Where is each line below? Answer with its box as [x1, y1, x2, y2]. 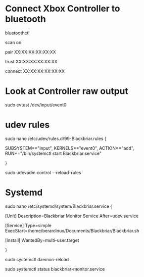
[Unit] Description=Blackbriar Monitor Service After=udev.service [5, 213, 139, 219]
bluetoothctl [5, 30, 30, 36]
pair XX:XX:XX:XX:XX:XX [5, 49, 56, 55]
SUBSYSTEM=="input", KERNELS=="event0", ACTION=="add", [5, 145, 135, 151]
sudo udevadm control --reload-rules [5, 169, 82, 176]
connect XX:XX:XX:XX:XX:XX [5, 68, 65, 74]
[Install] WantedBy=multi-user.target [5, 237, 79, 243]
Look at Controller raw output [5, 86, 129, 97]
